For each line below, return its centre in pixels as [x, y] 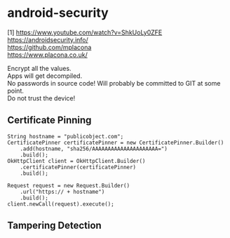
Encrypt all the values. [39, 68]
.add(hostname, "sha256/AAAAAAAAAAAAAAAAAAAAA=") [94, 149]
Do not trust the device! [41, 98]
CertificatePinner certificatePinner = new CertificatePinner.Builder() [116, 143]
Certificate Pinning [49, 120]
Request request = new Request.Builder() [69, 185]
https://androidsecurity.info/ [48, 39]
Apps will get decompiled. [45, 76]
